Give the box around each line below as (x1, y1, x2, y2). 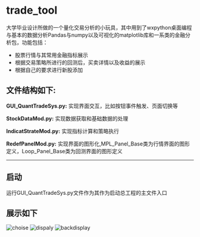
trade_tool (6, 4, 58, 17)
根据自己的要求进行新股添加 (14, 66, 83, 73)
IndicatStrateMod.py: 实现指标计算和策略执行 (6, 127, 119, 134)
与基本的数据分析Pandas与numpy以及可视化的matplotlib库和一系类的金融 (6, 31, 186, 39)
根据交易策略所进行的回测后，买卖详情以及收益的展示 (14, 59, 146, 66)
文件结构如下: (6, 86, 57, 96)
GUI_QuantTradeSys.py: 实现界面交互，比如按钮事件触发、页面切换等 (6, 102, 179, 109)
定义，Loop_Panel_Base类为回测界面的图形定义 (6, 147, 123, 154)
